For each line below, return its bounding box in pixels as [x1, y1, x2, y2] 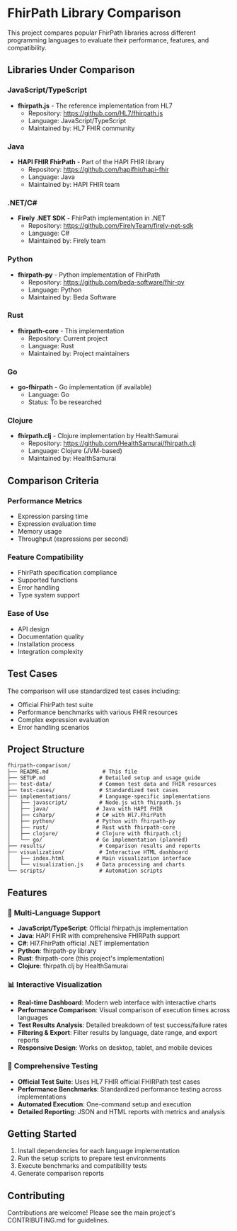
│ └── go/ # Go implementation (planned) [7, 837, 189, 844]
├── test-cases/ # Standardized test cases [7, 787, 179, 794]
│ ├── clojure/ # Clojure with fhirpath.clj [7, 830, 182, 837]
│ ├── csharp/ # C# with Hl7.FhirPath [7, 812, 166, 819]
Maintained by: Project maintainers [28, 349, 129, 357]
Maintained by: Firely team [28, 236, 106, 245]
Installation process [17, 639, 75, 648]
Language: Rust [28, 341, 74, 350]
